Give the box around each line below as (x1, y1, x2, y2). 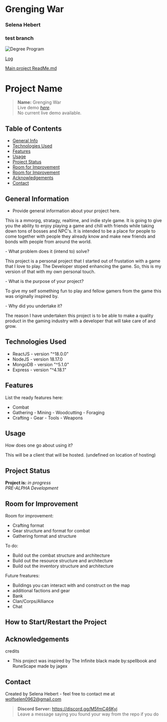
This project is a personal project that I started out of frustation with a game (5, 258, 161, 264)
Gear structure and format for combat (12, 528, 90, 534)
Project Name (5, 83, 63, 94)
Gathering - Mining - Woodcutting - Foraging (12, 409, 105, 415)
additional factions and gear (12, 588, 70, 594)
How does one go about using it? (5, 443, 73, 449)
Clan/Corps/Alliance (12, 598, 54, 604)
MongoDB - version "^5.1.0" (12, 361, 69, 367)
